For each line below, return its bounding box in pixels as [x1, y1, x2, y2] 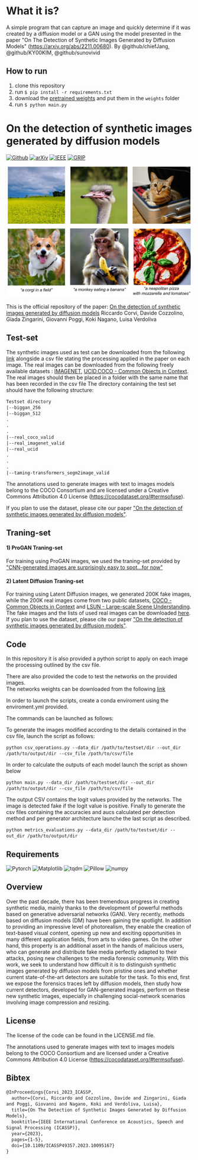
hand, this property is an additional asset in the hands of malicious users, [6, 942, 184, 949]
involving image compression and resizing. [6, 999, 111, 1006]
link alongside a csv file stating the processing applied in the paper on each [6, 355, 190, 362]
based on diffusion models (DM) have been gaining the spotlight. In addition [6, 917, 191, 924]
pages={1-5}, [11, 1137, 44, 1143]
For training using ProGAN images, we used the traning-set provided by [6, 558, 180, 565]
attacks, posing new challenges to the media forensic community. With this [6, 954, 189, 962]
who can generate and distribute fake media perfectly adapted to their [6, 948, 177, 955]
